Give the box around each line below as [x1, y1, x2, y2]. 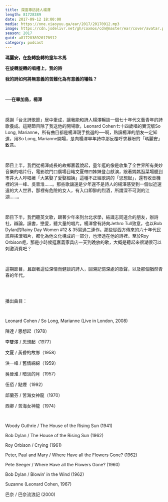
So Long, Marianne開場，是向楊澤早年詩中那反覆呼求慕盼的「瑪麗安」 [18, 135, 162, 141]
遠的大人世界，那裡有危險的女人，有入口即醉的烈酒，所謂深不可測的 [5, 187, 145, 193]
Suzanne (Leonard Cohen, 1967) [5, 481, 72, 487]
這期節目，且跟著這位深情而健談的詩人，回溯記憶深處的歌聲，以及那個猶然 [5, 266, 158, 272]
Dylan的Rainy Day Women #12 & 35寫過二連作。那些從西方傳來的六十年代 [5, 227, 157, 233]
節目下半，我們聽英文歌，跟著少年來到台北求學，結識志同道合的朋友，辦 [5, 214, 154, 220]
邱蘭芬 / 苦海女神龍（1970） [5, 392, 63, 398]
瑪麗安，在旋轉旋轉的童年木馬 [5, 54, 66, 60]
